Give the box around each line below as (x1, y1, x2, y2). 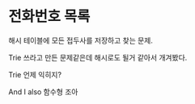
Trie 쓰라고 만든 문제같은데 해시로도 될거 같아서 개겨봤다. (8, 52, 188, 62)
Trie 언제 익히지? (8, 69, 62, 79)
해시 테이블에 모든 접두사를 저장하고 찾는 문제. (8, 35, 154, 45)
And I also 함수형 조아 (8, 86, 78, 97)
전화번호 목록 (8, 7, 91, 26)
